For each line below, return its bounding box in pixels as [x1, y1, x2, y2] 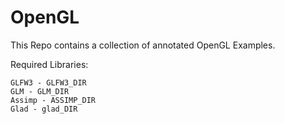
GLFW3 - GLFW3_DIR [10, 77, 87, 88]
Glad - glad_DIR [10, 104, 78, 114]
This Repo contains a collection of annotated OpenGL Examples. [10, 39, 276, 51]
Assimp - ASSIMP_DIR [10, 95, 97, 105]
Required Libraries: [10, 58, 89, 70]
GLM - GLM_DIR [10, 86, 70, 96]
